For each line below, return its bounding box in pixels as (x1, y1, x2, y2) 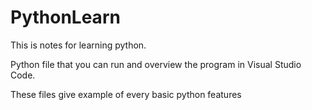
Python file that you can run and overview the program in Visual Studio (10, 58, 302, 70)
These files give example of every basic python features (10, 88, 242, 100)
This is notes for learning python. (10, 39, 147, 51)
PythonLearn (10, 6, 121, 29)
